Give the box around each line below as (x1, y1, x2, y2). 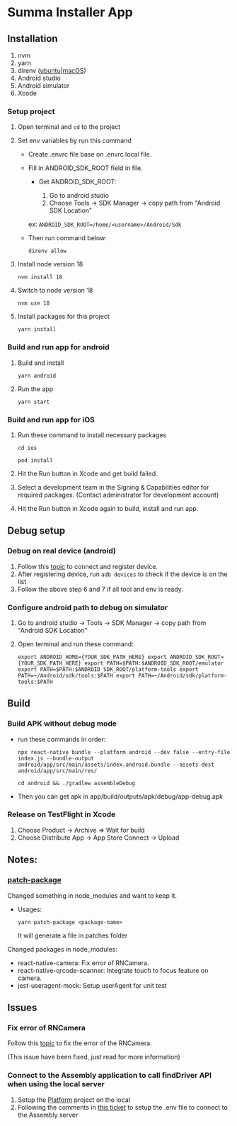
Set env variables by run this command (17, 136, 132, 145)
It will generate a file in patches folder (17, 931, 128, 940)
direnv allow (28, 247, 67, 255)
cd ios (17, 444, 37, 451)
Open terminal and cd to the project (17, 123, 121, 131)
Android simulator (17, 81, 70, 89)
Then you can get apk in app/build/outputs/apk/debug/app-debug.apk (17, 792, 224, 801)
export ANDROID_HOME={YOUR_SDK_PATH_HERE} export (17, 653, 168, 660)
